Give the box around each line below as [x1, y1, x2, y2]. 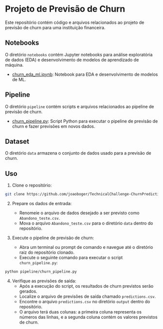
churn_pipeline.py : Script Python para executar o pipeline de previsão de [12, 118, 158, 124]
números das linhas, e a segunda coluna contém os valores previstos [19, 314, 158, 320]
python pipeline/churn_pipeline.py [5, 269, 77, 274]
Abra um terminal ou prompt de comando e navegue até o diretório [19, 244, 153, 250]
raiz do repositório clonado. [19, 249, 75, 256]
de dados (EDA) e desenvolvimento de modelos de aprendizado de [5, 57, 139, 63]
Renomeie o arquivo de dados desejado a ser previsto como [19, 210, 140, 216]
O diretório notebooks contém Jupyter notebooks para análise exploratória [5, 52, 153, 57]
